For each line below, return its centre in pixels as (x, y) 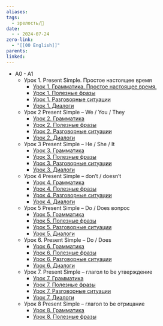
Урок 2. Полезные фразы (65, 125)
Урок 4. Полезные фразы (65, 189)
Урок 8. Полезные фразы (65, 316)
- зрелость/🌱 (28, 23)
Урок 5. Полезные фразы (65, 221)
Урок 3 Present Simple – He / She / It (69, 144)
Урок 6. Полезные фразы (65, 253)
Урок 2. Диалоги (54, 137)
